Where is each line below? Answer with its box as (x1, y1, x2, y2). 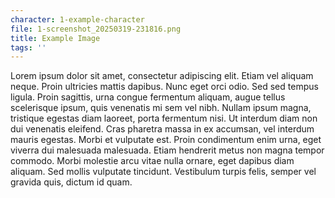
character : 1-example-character (10, 14, 145, 25)
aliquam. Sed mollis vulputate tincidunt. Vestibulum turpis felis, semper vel (10, 166, 317, 178)
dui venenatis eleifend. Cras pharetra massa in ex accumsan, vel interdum (10, 123, 315, 135)
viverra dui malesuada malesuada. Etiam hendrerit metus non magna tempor (10, 144, 325, 156)
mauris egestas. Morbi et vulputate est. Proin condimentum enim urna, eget (10, 134, 322, 146)
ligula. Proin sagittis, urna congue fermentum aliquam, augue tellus (10, 91, 286, 103)
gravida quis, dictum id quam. (10, 176, 133, 188)
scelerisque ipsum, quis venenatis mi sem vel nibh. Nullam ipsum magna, (10, 102, 312, 114)
